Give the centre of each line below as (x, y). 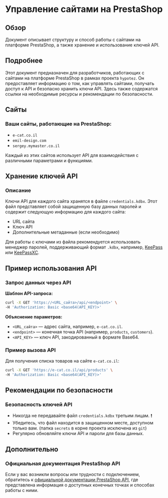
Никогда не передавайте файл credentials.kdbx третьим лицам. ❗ (82, 415)
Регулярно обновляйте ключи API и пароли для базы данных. (78, 433)
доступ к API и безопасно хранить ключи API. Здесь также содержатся (81, 88)
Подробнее (24, 61)
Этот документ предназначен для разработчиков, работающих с (75, 72)
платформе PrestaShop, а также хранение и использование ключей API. (82, 45)
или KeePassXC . (22, 252)
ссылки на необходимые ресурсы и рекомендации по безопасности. (79, 94)
